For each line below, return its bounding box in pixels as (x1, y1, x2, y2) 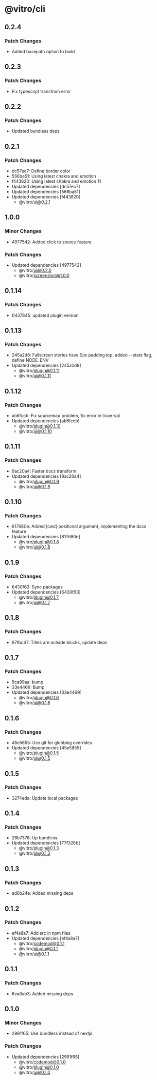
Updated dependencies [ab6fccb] (11, 418, 80, 424)
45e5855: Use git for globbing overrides (11, 740, 92, 746)
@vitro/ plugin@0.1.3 (18, 845, 59, 851)
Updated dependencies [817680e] (11, 534, 81, 540)
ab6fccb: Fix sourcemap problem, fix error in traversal (11, 412, 120, 418)
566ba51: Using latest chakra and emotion (11, 173, 96, 179)
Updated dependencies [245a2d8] (11, 362, 81, 369)
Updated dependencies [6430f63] (11, 589, 81, 595)
